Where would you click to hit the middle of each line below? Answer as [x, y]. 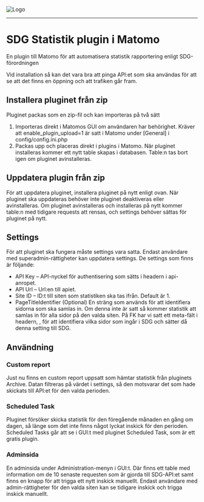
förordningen [23, 63]
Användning [30, 347]
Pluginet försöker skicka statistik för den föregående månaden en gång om [100, 419]
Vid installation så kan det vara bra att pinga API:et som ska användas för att [102, 74]
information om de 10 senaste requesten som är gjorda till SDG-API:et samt [100, 474]
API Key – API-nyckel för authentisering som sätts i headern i [91, 277]
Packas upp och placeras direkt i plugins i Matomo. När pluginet [95, 146]
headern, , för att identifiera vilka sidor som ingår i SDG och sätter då [101, 322]
